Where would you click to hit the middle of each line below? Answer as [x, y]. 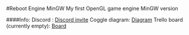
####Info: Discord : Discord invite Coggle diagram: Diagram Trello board [95, 20]
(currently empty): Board [36, 26]
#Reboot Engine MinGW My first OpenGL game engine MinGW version [92, 8]
